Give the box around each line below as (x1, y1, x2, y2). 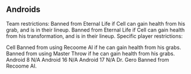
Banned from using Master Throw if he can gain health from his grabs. (6, 50, 175, 57)
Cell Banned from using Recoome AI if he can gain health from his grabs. (6, 44, 181, 51)
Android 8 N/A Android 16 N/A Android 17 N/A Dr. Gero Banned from (6, 56, 169, 63)
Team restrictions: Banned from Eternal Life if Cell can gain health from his (6, 20, 186, 27)
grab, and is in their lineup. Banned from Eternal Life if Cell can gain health (6, 26, 185, 33)
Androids (6, 5, 41, 15)
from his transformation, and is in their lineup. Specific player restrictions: (6, 32, 183, 40)
